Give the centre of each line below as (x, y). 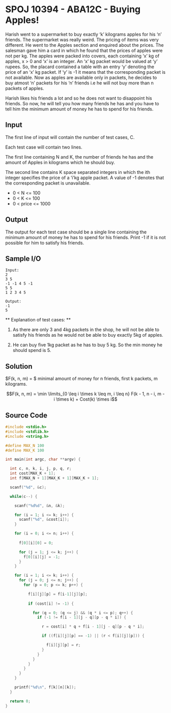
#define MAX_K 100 (25, 450)
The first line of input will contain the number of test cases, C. (70, 137)
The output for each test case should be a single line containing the (76, 232)
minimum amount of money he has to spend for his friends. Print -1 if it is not (86, 237)
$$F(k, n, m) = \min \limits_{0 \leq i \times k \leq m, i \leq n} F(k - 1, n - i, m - (85, 394)
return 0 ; (20, 701)
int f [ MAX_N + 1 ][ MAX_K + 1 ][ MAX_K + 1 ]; (54, 478)
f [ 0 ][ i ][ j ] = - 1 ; (42, 557)
